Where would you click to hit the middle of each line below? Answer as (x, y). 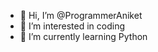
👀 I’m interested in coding (72, 26)
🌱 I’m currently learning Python (83, 36)
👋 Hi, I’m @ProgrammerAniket (81, 15)
